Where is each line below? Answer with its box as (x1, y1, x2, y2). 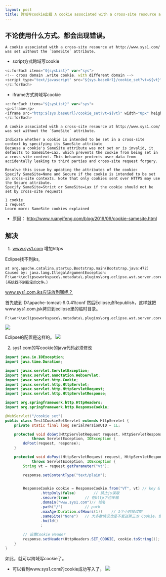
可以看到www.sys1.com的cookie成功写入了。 (12, 566, 105, 572)
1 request (5, 202, 26, 207)
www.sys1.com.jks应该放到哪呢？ (5, 289, 73, 295)
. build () (40, 518, 58, 523)
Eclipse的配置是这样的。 (5, 334, 55, 340)
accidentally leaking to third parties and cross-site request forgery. (5, 159, 158, 164)
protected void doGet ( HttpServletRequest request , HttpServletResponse (14, 432, 165, 437)
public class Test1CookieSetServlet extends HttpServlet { (5, 418, 129, 423)
